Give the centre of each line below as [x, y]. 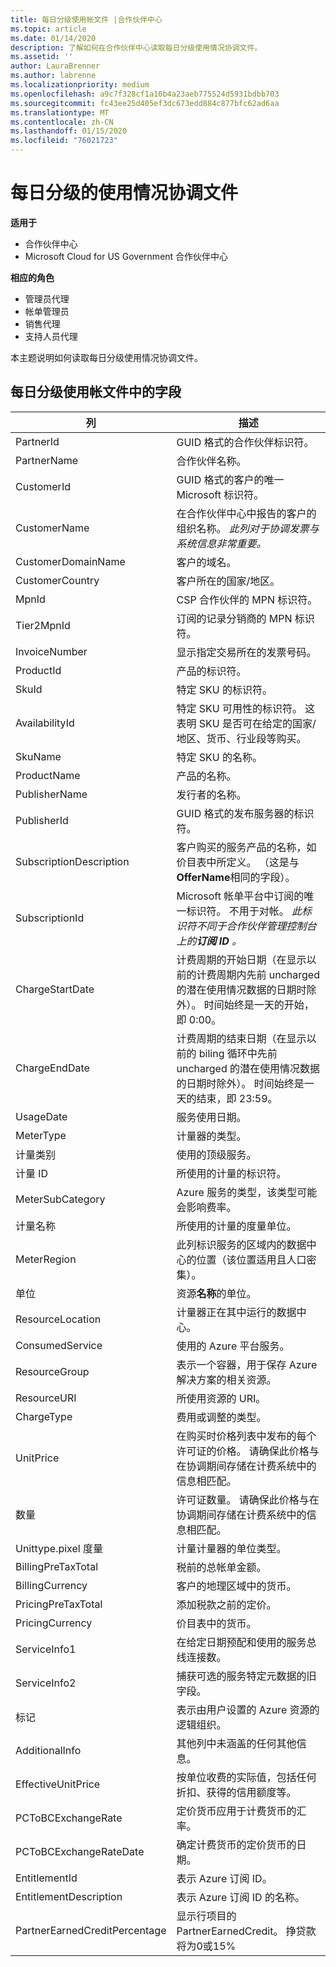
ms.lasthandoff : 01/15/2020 [69, 131]
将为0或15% [206, 1946]
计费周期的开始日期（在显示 [241, 959]
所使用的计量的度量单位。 [236, 1226]
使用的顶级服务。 [216, 1154]
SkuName [38, 756]
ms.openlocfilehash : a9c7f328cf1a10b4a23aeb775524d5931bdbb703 [145, 94]
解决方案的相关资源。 [226, 1379]
